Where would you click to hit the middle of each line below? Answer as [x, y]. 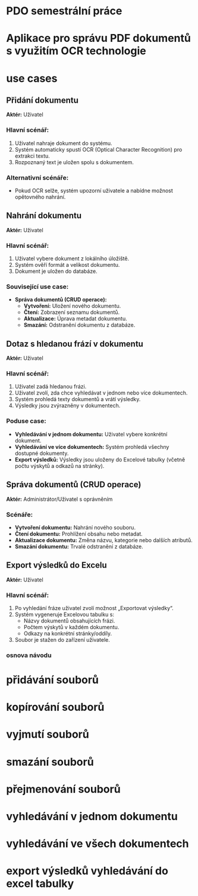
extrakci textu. [32, 156]
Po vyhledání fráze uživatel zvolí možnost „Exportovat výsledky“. [94, 608]
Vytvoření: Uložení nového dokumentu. [72, 306]
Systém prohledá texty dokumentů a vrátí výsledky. [78, 399]
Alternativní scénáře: [37, 177]
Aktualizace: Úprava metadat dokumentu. [75, 319]
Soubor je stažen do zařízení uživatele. [62, 640]
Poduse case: [26, 421]
